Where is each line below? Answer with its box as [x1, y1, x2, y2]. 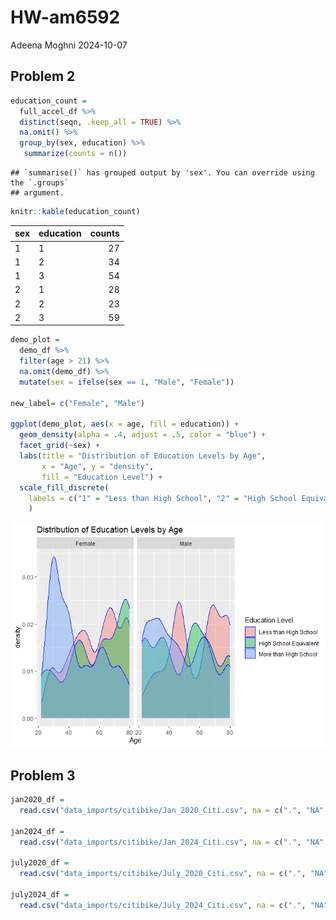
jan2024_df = [10, 826, 65, 836]
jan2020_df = [10, 795, 65, 805]
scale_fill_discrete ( [19, 482, 110, 493]
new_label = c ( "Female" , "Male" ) [10, 398, 145, 408]
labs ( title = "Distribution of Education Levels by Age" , [19, 451, 267, 461]
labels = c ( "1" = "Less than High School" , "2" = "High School [28, 493, 298, 503]
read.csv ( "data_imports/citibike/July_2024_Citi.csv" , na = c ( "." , [19, 900, 307, 910]
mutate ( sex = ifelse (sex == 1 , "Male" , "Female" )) [19, 377, 235, 387]
